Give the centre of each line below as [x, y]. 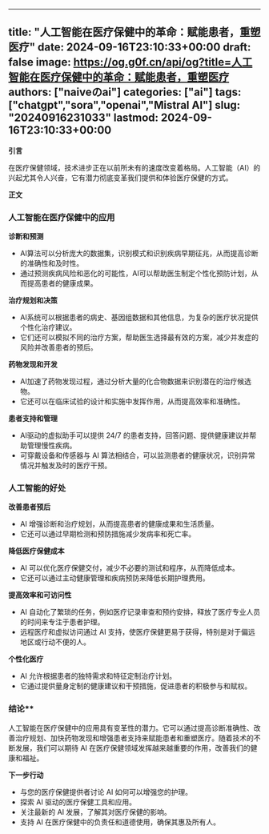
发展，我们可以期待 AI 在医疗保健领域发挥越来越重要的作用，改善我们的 [132, 748]
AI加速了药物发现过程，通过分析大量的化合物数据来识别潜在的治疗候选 [136, 382]
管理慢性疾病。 [52, 446]
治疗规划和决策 [33, 300]
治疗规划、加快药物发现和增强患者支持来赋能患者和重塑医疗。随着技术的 [134, 738]
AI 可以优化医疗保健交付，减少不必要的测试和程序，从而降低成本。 [130, 568]
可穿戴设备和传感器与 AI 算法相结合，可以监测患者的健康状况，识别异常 [138, 455]
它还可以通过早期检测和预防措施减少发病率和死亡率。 [108, 534]
